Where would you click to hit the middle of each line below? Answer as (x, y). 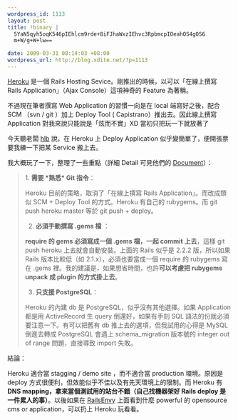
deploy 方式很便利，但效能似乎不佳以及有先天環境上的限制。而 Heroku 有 (115, 382)
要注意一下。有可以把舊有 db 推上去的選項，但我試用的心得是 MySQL (126, 325)
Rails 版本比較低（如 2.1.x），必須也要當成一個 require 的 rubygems (122, 259)
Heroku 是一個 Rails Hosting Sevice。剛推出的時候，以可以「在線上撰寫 (112, 81)
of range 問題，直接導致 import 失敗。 (81, 343)
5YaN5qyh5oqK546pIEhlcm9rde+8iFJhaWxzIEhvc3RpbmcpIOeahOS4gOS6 (109, 34)
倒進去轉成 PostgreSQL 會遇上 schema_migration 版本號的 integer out (127, 334)
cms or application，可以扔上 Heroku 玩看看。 (75, 409)
